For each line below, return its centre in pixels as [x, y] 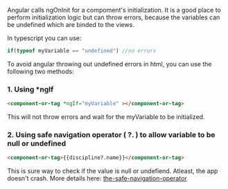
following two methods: [41, 71]
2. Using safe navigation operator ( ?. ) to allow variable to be [111, 134]
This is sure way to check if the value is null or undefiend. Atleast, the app [113, 171]
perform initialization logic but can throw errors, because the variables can [114, 17]
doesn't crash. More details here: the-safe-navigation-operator [97, 179]
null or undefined [37, 143]
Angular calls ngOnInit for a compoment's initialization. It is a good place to [114, 10]
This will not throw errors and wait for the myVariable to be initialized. [106, 117]
